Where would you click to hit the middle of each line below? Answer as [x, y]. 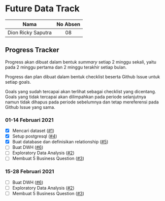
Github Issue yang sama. [30, 107]
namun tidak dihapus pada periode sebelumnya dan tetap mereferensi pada [82, 102]
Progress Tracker [32, 50]
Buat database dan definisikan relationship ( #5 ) [60, 142]
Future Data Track [42, 9]
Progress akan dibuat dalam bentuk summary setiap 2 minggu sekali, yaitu [81, 62]
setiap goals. [18, 82]
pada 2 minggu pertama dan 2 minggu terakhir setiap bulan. [66, 67]
